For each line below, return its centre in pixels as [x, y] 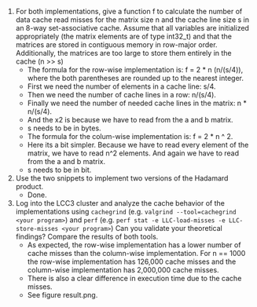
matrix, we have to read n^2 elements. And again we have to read [133, 153]
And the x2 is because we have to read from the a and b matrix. [130, 120]
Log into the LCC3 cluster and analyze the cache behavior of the [120, 203]
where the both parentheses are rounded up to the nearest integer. [136, 78]
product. [29, 186]
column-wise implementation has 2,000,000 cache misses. [123, 270]
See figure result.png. [62, 295]
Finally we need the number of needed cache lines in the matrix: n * [137, 103]
